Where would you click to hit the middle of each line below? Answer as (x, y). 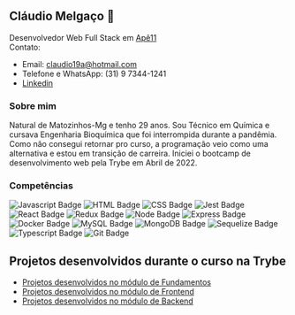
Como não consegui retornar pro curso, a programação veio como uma (139, 144)
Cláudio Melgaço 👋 (62, 16)
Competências (41, 186)
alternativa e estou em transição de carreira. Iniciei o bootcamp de (130, 154)
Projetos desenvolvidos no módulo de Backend (108, 301)
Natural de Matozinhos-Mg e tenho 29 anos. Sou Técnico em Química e (140, 126)
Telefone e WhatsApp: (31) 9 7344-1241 (94, 73)
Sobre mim (33, 105)
